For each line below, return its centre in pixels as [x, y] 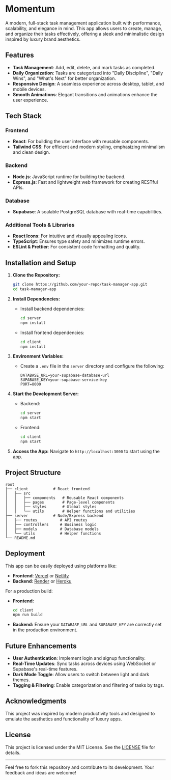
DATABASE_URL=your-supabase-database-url [65, 375]
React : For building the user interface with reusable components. [81, 142]
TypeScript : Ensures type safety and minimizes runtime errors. [79, 241]
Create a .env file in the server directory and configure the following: [92, 366]
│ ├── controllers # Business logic [51, 524]
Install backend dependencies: [52, 309]
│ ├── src [18, 493]
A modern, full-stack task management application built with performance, [83, 23]
